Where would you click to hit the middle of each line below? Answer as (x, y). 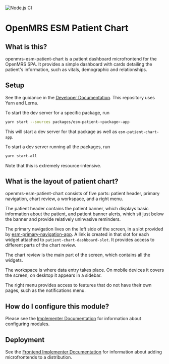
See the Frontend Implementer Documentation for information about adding (84, 352)
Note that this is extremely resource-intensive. (53, 165)
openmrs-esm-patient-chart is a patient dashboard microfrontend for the (81, 59)
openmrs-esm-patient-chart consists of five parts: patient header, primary (82, 194)
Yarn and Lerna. (22, 103)
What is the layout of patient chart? (62, 181)
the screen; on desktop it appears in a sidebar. (53, 275)
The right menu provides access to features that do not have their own (78, 285)
